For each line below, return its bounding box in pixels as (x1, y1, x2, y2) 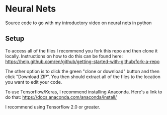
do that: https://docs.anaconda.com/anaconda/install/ (5, 94, 117, 100)
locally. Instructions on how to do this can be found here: (5, 53, 123, 59)
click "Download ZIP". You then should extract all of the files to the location (5, 74, 161, 80)
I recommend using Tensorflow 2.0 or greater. (5, 104, 101, 110)
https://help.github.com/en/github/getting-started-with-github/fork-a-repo (5, 59, 160, 65)
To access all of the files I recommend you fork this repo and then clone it (5, 47, 158, 53)
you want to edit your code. (5, 79, 62, 85)
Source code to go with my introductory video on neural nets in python (5, 20, 152, 26)
